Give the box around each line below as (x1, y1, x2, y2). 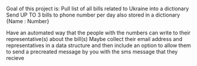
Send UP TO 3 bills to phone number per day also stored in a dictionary (6, 11, 180, 18)
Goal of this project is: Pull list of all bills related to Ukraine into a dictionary (6, 5, 189, 12)
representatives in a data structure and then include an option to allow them (6, 42, 191, 49)
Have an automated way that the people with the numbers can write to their (6, 29, 191, 36)
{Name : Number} (6, 18, 49, 24)
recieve (6, 55, 25, 61)
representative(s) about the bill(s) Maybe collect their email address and (6, 36, 183, 42)
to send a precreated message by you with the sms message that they (6, 48, 178, 55)
